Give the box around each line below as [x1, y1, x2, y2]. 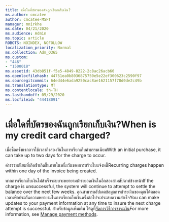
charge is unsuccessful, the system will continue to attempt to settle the [5, 183, 156, 190]
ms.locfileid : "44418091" [5, 97, 60, 102]
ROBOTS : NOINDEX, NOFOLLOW [5, 41, 62, 46]
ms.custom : [5, 54, 28, 60]
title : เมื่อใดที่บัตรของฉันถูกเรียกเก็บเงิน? [5, 7, 71, 13]
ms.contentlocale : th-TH [5, 87, 58, 93]
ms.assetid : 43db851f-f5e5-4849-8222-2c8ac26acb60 [5, 69, 115, 74]
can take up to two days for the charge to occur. [5, 153, 106, 159]
